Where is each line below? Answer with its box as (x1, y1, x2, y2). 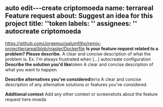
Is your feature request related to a (86, 46, 159, 52)
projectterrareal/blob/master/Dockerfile (5, 46, 85, 52)
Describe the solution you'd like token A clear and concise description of (5, 61, 154, 67)
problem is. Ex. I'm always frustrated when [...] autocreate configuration (5, 56, 151, 62)
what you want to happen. (5, 66, 58, 72)
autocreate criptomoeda (5, 27, 81, 36)
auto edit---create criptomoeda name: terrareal (5, 4, 154, 12)
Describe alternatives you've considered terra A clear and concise (5, 76, 141, 82)
